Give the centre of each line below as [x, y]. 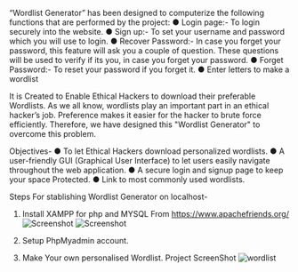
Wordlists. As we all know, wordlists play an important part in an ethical [139, 105]
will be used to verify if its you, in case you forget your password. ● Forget [146, 60]
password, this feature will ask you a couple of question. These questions [144, 51]
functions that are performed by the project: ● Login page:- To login [135, 22]
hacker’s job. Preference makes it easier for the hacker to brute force [136, 115]
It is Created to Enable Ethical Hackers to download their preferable [133, 96]
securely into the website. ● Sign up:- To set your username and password [147, 32]
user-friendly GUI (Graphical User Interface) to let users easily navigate [140, 160]
